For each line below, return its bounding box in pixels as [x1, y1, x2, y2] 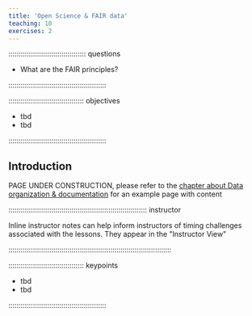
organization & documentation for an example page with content [8, 189, 222, 199]
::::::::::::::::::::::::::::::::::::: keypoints [8, 260, 119, 271]
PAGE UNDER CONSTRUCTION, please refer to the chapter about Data [8, 181, 244, 191]
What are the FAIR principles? [19, 65, 119, 74]
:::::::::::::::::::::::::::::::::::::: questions [8, 49, 121, 59]
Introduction [8, 159, 73, 173]
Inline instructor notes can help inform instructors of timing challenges [8, 221, 242, 230]
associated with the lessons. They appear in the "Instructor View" [8, 230, 227, 239]
